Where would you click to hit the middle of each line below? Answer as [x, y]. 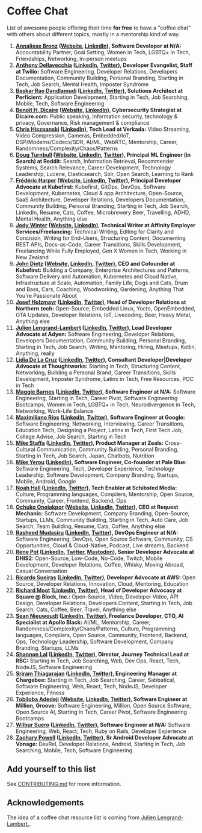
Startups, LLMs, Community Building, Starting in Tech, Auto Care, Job [102, 520]
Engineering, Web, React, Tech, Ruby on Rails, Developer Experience [101, 731]
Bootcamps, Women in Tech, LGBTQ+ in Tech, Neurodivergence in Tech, [106, 404]
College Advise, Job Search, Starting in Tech [71, 436]
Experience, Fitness [40, 693]
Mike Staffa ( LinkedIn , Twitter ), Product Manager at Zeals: [90, 443]
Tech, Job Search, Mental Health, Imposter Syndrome [82, 84]
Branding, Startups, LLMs [47, 648]
